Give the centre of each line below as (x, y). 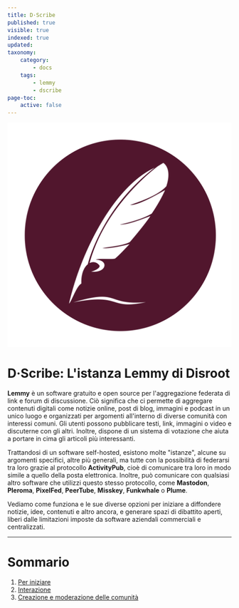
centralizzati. (26, 527)
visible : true (28, 30)
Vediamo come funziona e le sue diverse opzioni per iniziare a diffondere (115, 504)
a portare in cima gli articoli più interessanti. (71, 439)
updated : (20, 45)
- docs (43, 68)
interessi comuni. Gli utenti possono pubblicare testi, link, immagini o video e (119, 423)
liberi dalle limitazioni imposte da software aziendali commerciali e (104, 520)
